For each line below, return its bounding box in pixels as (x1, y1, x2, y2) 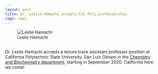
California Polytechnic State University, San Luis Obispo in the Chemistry (5, 54, 151, 60)
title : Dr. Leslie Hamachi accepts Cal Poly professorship (5, 12, 127, 16)
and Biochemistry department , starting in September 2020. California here (5, 59, 154, 65)
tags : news (5, 16, 27, 21)
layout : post (5, 7, 32, 12)
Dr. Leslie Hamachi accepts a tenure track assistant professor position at (5, 49, 150, 55)
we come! (5, 64, 25, 70)
